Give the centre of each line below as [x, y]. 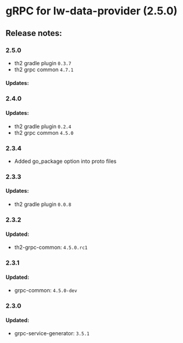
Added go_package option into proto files [65, 161]
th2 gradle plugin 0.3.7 [43, 63]
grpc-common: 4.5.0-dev [45, 290]
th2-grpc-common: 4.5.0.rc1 [51, 247]
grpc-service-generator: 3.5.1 [52, 333]
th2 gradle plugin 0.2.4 [43, 126]
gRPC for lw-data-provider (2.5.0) [91, 11]
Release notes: [34, 33]
